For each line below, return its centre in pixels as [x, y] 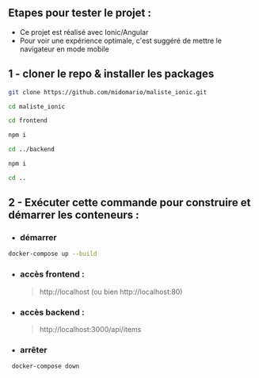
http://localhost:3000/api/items [90, 329]
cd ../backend [32, 150]
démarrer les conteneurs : [74, 215]
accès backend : [52, 312]
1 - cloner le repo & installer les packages [111, 74]
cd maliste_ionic [37, 106]
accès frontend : [52, 274]
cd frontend [28, 121]
